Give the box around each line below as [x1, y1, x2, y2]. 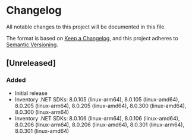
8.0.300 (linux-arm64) [14, 108, 70, 116]
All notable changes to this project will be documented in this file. [6, 23, 166, 30]
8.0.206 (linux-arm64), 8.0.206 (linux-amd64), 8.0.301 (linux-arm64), [14, 121, 185, 128]
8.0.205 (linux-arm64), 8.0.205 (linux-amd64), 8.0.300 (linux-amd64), [14, 102, 187, 109]
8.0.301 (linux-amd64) [14, 127, 70, 134]
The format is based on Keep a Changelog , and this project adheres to [6, 34, 178, 42]
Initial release [14, 90, 48, 97]
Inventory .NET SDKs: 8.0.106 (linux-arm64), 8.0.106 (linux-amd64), [14, 114, 180, 122]
